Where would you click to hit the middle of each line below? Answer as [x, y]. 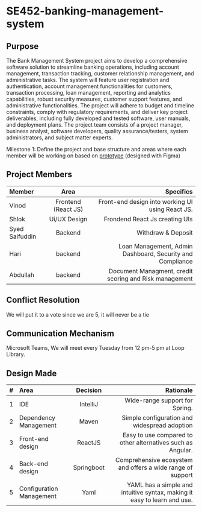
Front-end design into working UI [145, 201]
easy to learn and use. [161, 500]
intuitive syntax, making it [157, 493]
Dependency [37, 418]
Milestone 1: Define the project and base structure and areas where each [96, 149]
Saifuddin [23, 236]
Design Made [32, 373]
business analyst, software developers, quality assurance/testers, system [97, 131]
